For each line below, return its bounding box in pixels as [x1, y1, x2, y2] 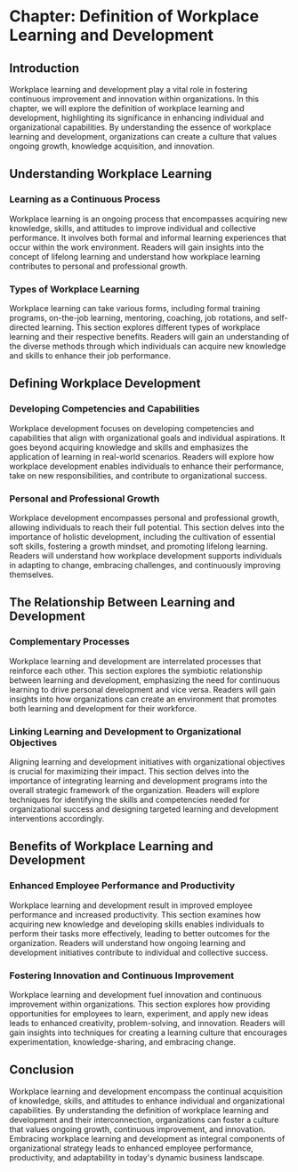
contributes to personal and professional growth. [9, 261, 189, 271]
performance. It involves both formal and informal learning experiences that [9, 232, 286, 243]
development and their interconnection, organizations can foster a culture [9, 1114, 279, 1125]
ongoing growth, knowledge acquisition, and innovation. [9, 140, 215, 151]
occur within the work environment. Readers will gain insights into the [9, 242, 264, 253]
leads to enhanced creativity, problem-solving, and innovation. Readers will [9, 1017, 286, 1028]
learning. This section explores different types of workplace [41, 322, 261, 333]
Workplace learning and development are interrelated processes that [9, 655, 262, 666]
